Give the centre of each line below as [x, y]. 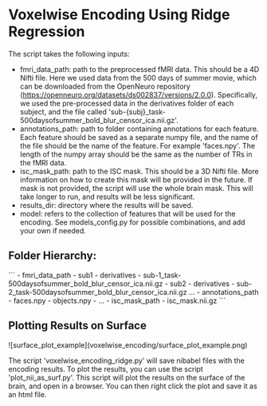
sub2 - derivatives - [202, 283]
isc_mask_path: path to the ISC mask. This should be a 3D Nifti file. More [139, 171]
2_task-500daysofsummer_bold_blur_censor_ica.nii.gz [98, 292]
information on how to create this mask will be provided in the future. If [136, 179]
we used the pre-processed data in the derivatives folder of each [127, 103]
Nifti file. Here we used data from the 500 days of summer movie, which [138, 78]
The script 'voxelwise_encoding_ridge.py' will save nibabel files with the [126, 360]
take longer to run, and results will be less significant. [107, 197]
